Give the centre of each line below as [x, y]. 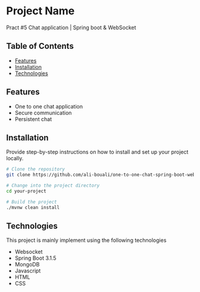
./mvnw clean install [33, 207]
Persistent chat [33, 119]
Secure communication [43, 113]
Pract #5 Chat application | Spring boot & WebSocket [71, 27]
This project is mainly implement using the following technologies [86, 240]
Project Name [40, 11]
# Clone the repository [36, 169]
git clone [18, 175]
